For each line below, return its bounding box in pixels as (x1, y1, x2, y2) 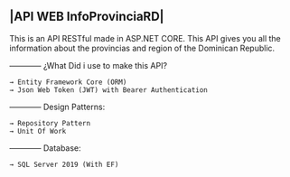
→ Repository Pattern (9, 118, 91, 127)
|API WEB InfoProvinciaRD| (9, 9, 164, 24)
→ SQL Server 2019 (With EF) (9, 160, 119, 169)
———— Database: (9, 142, 81, 154)
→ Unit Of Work (9, 126, 67, 135)
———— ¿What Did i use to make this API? (9, 60, 168, 70)
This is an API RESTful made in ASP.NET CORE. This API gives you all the (9, 33, 282, 43)
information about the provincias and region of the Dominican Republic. (9, 42, 276, 53)
